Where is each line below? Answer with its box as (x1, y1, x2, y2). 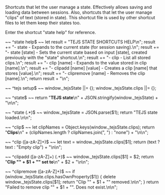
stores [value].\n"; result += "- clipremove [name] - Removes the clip (5, 70, 145, 76)
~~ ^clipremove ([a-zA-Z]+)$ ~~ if (5, 168, 75, 174)
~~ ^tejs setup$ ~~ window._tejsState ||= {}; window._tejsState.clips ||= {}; (5, 85, 157, 91)
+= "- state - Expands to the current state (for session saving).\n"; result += (5, 44, 160, 50)
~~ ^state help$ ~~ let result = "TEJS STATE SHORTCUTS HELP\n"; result (5, 39, 156, 45)
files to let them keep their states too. (5, 20, 81, 26)
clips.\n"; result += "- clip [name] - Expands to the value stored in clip (5, 60, 147, 65)
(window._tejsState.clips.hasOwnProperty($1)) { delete (5, 174, 116, 179)
